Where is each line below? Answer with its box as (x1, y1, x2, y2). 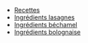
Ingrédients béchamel (13, 21, 77, 28)
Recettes (13, 6, 40, 14)
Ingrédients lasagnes (13, 13, 75, 21)
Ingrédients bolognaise (13, 28, 81, 36)
